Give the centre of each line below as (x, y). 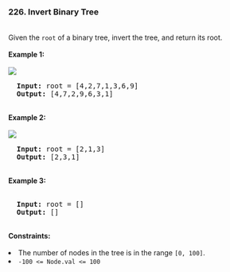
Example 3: (27, 181)
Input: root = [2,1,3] (60, 149)
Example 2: (27, 118)
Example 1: (27, 55)
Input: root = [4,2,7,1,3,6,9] (78, 86)
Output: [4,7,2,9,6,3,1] (65, 94)
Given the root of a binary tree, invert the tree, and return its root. (115, 37)
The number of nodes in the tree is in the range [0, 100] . (112, 253)
